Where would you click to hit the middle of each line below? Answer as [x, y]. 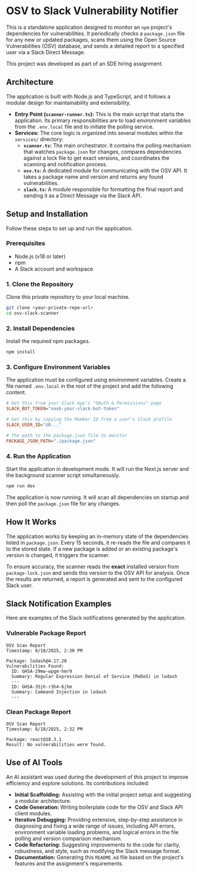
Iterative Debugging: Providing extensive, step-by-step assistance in [99, 819]
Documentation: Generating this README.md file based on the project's [99, 857]
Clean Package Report [39, 711]
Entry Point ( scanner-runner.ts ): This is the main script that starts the [99, 114]
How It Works [31, 522]
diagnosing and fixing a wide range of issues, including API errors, [95, 826]
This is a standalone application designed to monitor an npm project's [89, 27]
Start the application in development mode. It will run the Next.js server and [98, 469]
